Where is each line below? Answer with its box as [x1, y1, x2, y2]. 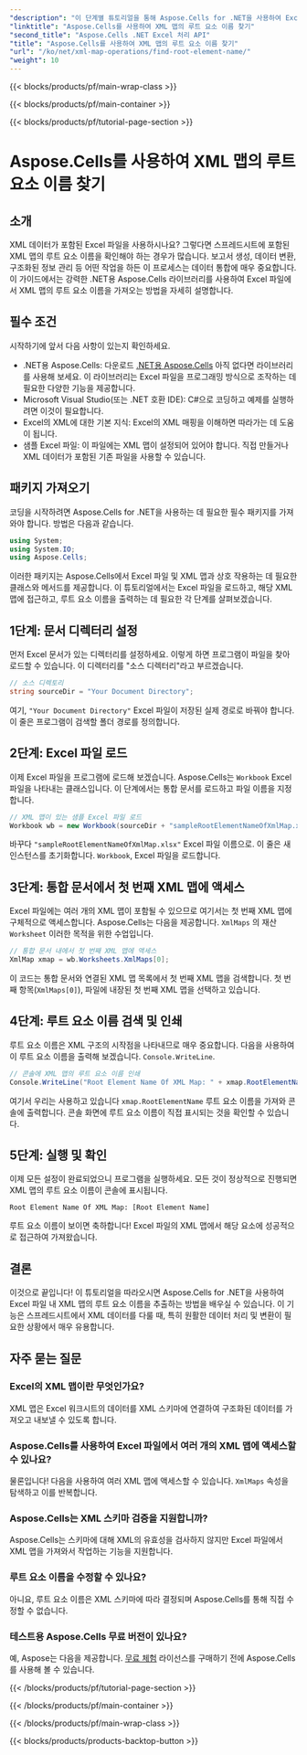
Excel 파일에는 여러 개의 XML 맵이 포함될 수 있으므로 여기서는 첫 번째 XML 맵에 [9, 906, 292, 917]
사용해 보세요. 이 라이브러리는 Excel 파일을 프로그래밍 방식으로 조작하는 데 [32, 371, 297, 382]
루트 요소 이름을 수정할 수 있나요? [9, 1571, 147, 1584]
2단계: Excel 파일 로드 [9, 746, 128, 761]
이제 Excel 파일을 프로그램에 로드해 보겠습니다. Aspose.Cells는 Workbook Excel [9, 771, 292, 782]
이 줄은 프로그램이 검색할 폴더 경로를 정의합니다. [9, 716, 181, 727]
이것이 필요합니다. [39, 405, 104, 416]
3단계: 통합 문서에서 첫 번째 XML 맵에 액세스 [9, 879, 245, 895]
